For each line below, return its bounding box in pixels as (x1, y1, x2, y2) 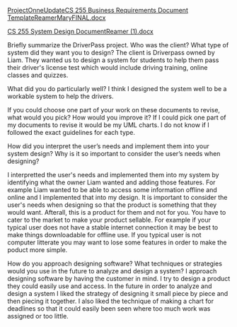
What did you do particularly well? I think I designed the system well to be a (7, 85, 227, 93)
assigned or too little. (7, 312, 69, 320)
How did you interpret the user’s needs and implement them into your (7, 142, 210, 150)
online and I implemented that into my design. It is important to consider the (7, 194, 228, 201)
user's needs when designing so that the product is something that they (7, 201, 217, 209)
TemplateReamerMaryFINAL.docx (7, 13, 106, 22)
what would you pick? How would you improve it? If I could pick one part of (7, 113, 226, 121)
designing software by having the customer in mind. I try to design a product (7, 275, 231, 283)
